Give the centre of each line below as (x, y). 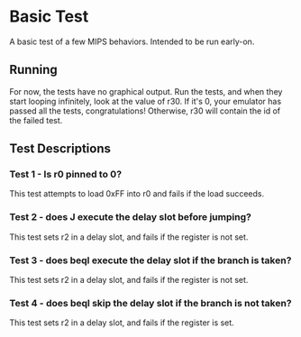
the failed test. (36, 120)
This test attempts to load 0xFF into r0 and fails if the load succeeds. (137, 194)
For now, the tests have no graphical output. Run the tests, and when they (146, 91)
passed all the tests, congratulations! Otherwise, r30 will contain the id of (145, 111)
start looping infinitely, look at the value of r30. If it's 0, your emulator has (146, 101)
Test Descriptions (60, 149)
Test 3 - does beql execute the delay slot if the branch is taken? (150, 260)
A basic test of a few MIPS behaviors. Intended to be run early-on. (132, 41)
